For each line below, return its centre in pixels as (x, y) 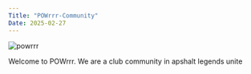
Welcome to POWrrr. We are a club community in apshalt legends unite (125, 61)
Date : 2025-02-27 (37, 23)
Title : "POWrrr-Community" (53, 16)
